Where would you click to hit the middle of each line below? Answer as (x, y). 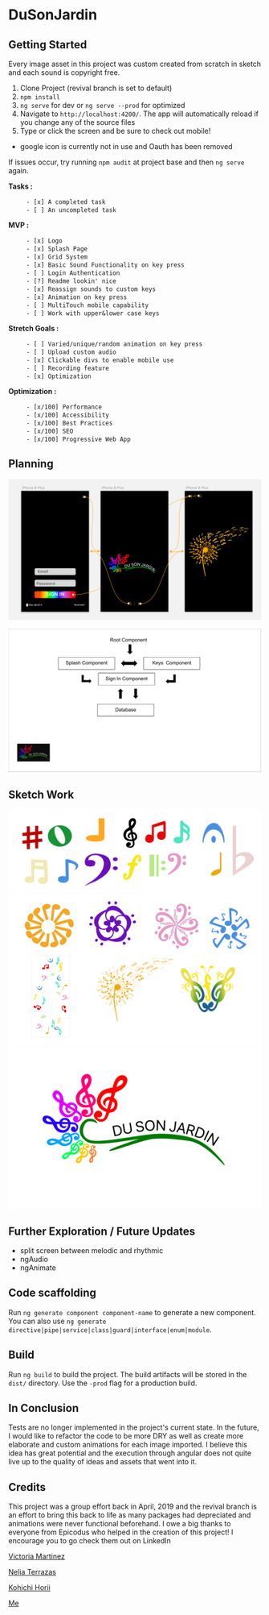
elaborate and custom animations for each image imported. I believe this (128, 1445)
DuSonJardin (53, 15)
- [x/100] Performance (64, 407)
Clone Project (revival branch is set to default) (96, 88)
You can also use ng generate (57, 1321)
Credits (27, 1487)
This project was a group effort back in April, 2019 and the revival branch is (132, 1507)
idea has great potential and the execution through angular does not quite (130, 1453)
